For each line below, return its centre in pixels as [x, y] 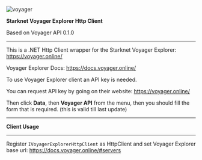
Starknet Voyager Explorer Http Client [55, 21]
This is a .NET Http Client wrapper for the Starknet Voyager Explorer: [91, 50]
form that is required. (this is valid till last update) [67, 109]
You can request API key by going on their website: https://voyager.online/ [98, 91]
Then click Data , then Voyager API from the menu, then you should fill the [98, 103]
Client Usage [23, 127]
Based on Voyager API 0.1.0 [40, 32]
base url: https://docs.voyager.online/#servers [64, 150]
